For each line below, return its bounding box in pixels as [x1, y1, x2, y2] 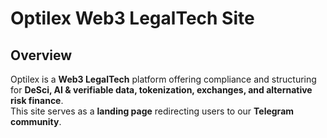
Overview [10, 47, 73, 64]
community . [10, 116, 62, 127]
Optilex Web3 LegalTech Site [10, 7, 255, 30]
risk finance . [10, 95, 64, 106]
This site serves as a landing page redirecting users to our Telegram [10, 105, 295, 117]
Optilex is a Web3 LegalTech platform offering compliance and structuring [10, 73, 317, 85]
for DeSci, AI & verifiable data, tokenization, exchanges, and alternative [10, 84, 313, 96]
